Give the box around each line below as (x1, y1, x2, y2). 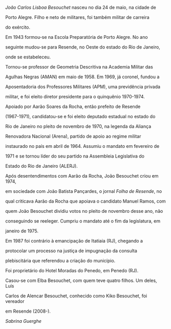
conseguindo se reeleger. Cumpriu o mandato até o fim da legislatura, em (5, 218, 160, 224)
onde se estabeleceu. (5, 54, 51, 60)
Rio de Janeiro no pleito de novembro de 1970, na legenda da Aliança (5, 123, 152, 129)
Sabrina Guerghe (5, 318, 42, 324)
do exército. (5, 24, 31, 30)
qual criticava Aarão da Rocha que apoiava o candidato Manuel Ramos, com (5, 198, 166, 204)
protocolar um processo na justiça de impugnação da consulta (5, 248, 137, 254)
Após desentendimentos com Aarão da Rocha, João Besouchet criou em (5, 173, 159, 179)
